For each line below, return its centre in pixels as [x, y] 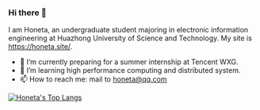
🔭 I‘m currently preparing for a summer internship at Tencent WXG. [129, 62]
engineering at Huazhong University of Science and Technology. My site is [130, 38]
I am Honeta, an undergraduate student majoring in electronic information [128, 30]
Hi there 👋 [28, 13]
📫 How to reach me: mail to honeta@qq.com [93, 79]
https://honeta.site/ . [40, 47]
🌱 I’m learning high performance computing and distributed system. [130, 70]
